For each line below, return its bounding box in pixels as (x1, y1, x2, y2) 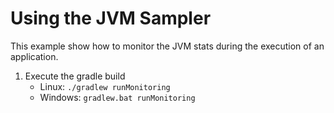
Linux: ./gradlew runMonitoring (39, 80, 171, 92)
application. (10, 50, 59, 62)
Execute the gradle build (24, 70, 126, 82)
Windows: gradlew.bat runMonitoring (39, 91, 196, 103)
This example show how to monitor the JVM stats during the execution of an (10, 40, 325, 52)
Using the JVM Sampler (10, 7, 212, 30)
